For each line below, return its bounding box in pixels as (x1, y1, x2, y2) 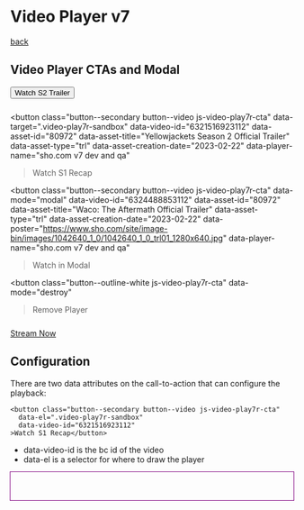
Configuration (10, 354, 91, 369)
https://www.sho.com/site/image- (42, 223, 168, 233)
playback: (10, 387, 47, 398)
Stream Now (10, 327, 57, 339)
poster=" (10, 223, 44, 233)
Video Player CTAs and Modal (10, 62, 181, 77)
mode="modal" (10, 194, 67, 205)
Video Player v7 (10, 6, 130, 27)
